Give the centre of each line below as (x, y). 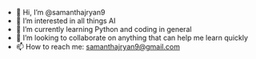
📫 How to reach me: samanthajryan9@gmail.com (98, 47)
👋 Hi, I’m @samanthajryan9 (60, 12)
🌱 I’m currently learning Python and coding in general (104, 29)
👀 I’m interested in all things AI (66, 21)
